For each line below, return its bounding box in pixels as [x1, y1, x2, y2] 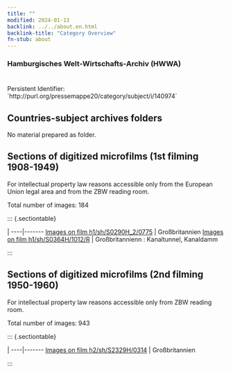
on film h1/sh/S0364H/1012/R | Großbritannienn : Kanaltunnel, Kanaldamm [7, 235, 219, 243]
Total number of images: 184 [7, 201, 89, 209]
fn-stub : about [7, 36, 51, 43]
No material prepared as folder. [7, 131, 96, 139]
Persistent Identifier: [7, 85, 65, 93]
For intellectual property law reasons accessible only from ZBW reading [7, 298, 212, 306]
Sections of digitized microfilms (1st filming [7, 151, 199, 163]
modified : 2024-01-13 [7, 17, 70, 24]
